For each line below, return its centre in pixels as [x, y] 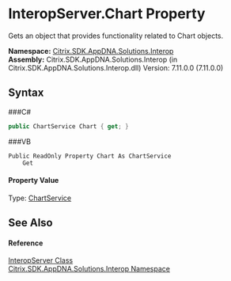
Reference [26, 243]
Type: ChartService [40, 198]
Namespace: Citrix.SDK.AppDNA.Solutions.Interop [91, 51]
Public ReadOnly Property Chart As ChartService [90, 156]
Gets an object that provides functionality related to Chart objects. [116, 36]
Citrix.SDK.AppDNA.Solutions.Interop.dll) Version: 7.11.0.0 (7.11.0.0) [116, 67]
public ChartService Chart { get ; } [68, 126]
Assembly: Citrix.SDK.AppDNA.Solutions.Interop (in [93, 59]
